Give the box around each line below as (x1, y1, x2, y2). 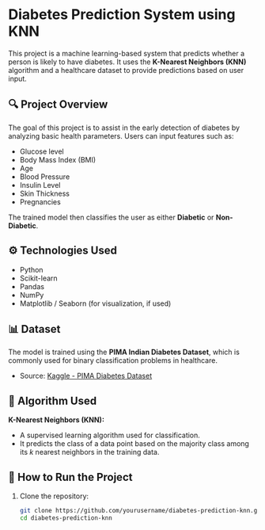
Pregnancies (19, 196, 61, 207)
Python (19, 265, 44, 274)
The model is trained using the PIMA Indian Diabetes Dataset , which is (8, 347, 240, 357)
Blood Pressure (19, 172, 70, 181)
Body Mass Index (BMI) (19, 154, 97, 164)
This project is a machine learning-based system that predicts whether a (8, 48, 245, 58)
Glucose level (19, 147, 65, 156)
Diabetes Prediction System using (8, 6, 236, 24)
